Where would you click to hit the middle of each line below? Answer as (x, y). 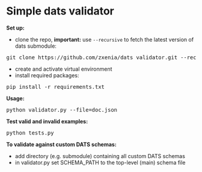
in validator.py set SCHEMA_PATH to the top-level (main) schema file (100, 162)
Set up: (16, 28)
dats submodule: (36, 46)
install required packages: (47, 75)
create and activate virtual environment (63, 69)
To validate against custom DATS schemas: (62, 144)
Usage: (16, 98)
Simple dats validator (60, 11)
